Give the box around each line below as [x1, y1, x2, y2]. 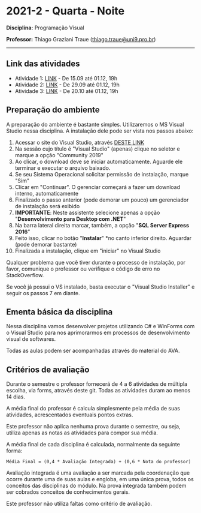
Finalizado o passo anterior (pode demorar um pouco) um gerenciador [14, 196, 189, 203]
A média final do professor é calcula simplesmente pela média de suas [6, 405, 181, 412]
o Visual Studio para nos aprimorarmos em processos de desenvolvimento [6, 329, 190, 337]
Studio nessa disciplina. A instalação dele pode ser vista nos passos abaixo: [6, 127, 194, 134]
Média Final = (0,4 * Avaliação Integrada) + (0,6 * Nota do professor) [6, 459, 191, 465]
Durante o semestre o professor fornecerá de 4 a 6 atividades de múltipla [6, 380, 187, 388]
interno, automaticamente [14, 190, 79, 197]
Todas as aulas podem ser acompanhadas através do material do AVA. [6, 347, 181, 355]
